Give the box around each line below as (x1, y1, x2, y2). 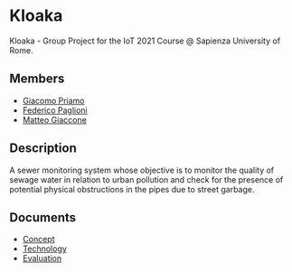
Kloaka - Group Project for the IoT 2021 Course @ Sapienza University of (9, 35, 281, 46)
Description (9, 141, 77, 156)
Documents (9, 210, 77, 225)
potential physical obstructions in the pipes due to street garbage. (9, 183, 255, 194)
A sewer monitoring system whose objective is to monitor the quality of (9, 164, 275, 175)
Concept (22, 234, 56, 245)
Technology (22, 243, 68, 254)
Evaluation (22, 253, 62, 264)
